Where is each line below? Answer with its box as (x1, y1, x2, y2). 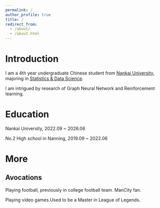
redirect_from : (5, 21, 38, 27)
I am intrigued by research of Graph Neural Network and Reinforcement (5, 85, 155, 91)
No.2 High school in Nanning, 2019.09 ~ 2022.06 (5, 135, 108, 141)
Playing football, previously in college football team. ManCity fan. (5, 187, 141, 193)
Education (5, 109, 49, 120)
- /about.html (10, 31, 40, 36)
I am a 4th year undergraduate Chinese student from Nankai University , (5, 70, 155, 76)
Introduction (5, 53, 59, 65)
